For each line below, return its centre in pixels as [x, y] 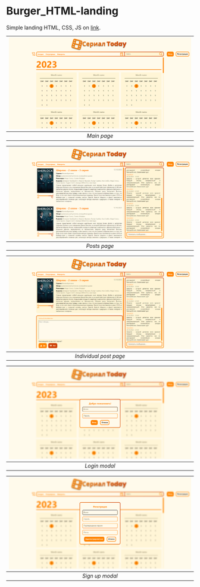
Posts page [100, 245]
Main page [100, 136]
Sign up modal [100, 576]
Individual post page [100, 356]
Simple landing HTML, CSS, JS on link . [54, 27]
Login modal [100, 466]
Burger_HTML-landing [62, 11]
